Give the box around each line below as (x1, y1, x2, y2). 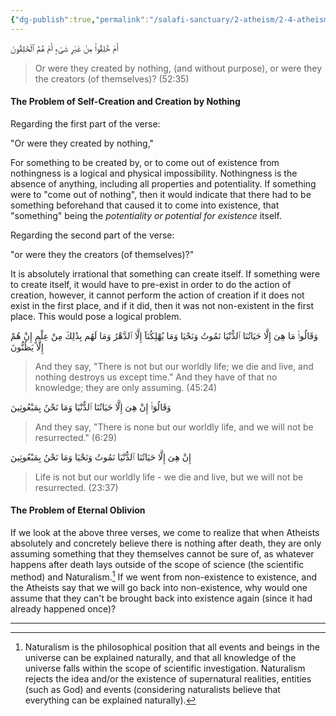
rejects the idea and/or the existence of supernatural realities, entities (24, 672, 312, 685)
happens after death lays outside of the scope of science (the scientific (10, 559, 305, 571)
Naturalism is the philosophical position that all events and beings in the (24, 641, 321, 653)
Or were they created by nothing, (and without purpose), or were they (34, 62, 323, 74)
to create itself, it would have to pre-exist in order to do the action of (10, 278, 292, 290)
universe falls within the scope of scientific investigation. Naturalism (24, 662, 306, 674)
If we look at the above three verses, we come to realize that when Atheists (10, 527, 320, 539)
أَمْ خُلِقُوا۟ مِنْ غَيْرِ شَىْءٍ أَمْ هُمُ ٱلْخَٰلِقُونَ (10, 42, 119, 54)
